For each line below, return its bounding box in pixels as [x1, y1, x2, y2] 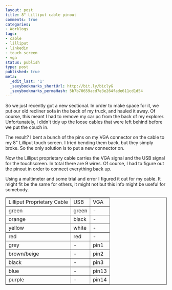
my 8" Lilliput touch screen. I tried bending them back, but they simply [5, 139, 154, 146]
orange [8, 215, 26, 222]
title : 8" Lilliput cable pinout [5, 12, 77, 17]
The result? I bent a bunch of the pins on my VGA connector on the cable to [5, 134, 165, 140]
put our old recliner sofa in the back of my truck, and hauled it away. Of [5, 108, 156, 114]
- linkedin [5, 46, 29, 51]
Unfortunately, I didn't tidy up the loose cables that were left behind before [5, 119, 163, 125]
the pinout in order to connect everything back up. [5, 166, 112, 172]
